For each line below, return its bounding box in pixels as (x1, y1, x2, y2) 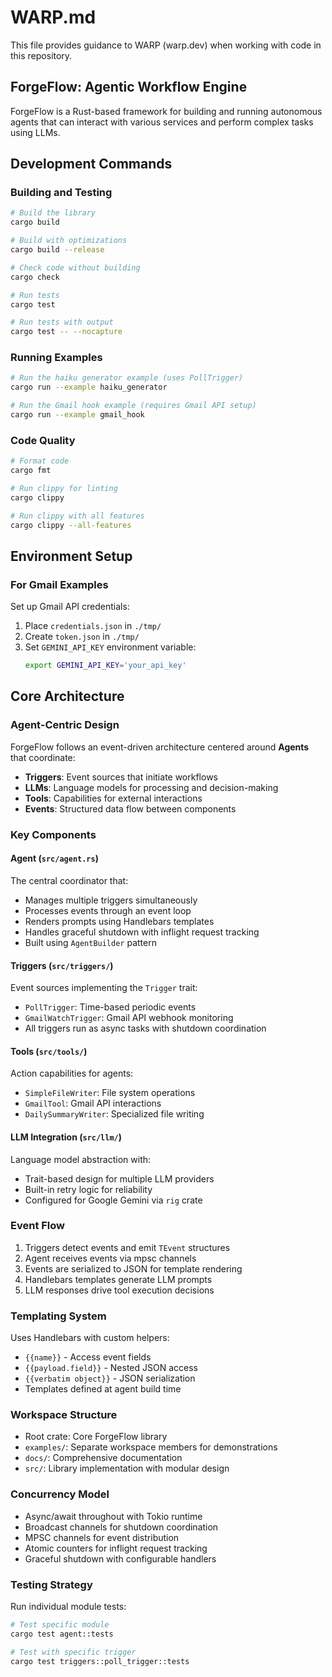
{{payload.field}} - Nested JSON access (24, 1362, 198, 1374)
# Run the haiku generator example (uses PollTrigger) (10, 373, 244, 383)
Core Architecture (10, 688, 125, 705)
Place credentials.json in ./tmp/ (24, 620, 162, 632)
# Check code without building (10, 262, 141, 273)
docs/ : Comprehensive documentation (24, 1452, 183, 1464)
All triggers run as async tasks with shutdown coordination (24, 1022, 267, 1035)
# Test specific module (10, 1620, 110, 1630)
